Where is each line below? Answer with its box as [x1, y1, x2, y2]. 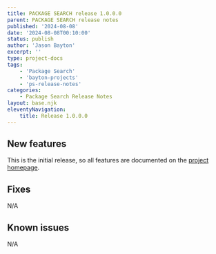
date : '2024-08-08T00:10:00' [7, 29, 91, 36]
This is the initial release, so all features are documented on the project [7, 156, 209, 165]
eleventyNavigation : [7, 106, 67, 113]
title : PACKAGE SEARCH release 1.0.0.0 [7, 10, 122, 17]
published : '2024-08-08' [7, 23, 79, 30]
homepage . [7, 163, 40, 172]
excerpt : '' [7, 49, 41, 56]
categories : [7, 87, 41, 94]
